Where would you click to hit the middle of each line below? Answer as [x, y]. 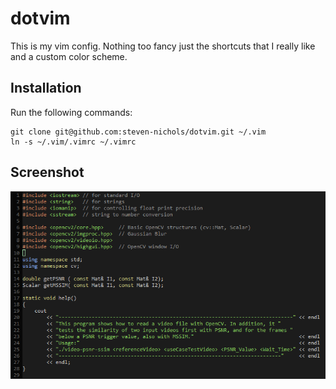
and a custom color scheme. [69, 56]
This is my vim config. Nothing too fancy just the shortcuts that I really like [163, 46]
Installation [46, 88]
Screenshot [47, 172]
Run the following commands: [71, 112]
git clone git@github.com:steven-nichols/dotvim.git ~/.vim [138, 132]
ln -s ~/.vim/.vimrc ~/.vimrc [73, 142]
